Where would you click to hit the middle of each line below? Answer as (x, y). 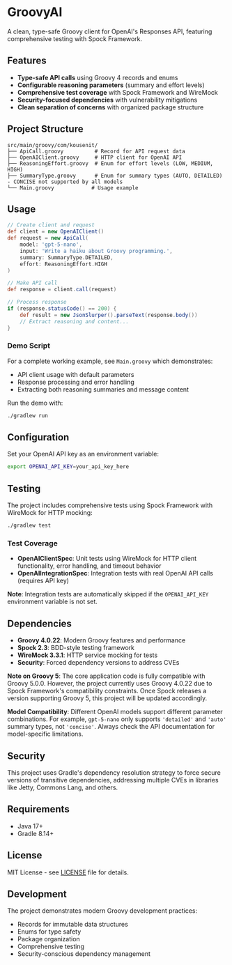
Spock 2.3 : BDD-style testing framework (76, 648)
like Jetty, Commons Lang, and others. (63, 787)
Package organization (48, 939)
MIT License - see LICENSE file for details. (68, 872)
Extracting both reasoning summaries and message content (103, 389)
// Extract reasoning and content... (75, 321)
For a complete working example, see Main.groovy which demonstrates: (110, 361)
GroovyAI (35, 12)
